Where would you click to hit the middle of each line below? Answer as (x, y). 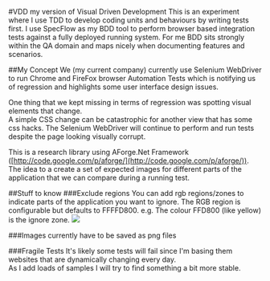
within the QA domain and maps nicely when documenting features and (127, 46)
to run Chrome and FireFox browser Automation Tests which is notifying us (132, 78)
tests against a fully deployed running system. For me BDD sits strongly (127, 37)
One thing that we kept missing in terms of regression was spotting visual (130, 102)
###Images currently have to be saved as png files (92, 235)
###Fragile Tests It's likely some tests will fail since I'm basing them (121, 251)
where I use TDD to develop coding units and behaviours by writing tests (129, 20)
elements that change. (45, 111)
